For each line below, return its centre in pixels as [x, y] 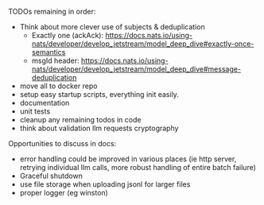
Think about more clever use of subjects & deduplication [112, 27]
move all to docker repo [58, 86]
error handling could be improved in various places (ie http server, [128, 159]
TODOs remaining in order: [52, 12]
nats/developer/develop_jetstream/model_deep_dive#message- [136, 69]
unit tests [35, 111]
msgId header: [55, 60]
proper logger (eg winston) [64, 193]
